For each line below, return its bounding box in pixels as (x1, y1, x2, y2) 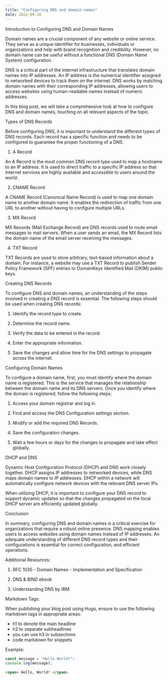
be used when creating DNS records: (5, 301, 82, 307)
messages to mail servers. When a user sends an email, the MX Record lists (5, 230, 162, 236)
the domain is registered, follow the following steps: (5, 390, 112, 396)
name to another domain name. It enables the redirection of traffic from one (5, 199, 161, 206)
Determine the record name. (12, 320, 71, 326)
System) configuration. (5, 57, 53, 63)
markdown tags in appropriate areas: (5, 610, 82, 617)
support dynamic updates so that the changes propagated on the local (5, 495, 151, 501)
